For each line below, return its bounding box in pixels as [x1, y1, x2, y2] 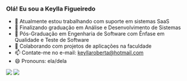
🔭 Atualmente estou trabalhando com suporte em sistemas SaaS [14, 18, 169, 25]
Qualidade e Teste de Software [14, 37, 89, 44]
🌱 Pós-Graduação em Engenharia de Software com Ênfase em [14, 30, 165, 37]
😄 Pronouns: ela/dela [14, 58, 67, 65]
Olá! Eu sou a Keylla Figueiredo [6, 5, 96, 13]
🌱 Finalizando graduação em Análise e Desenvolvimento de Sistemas [14, 24, 181, 31]
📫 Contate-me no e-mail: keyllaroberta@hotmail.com [14, 49, 144, 57]
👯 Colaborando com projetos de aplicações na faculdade [14, 43, 152, 50]
